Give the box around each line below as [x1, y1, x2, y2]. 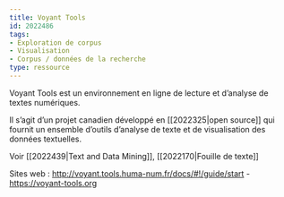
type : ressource [9, 64, 70, 73]
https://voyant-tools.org [9, 177, 97, 188]
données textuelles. [9, 133, 82, 144]
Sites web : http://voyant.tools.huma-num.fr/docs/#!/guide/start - [9, 167, 251, 179]
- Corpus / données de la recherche [9, 55, 146, 64]
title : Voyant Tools [9, 13, 87, 22]
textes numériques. [9, 97, 81, 107]
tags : [9, 30, 30, 39]
